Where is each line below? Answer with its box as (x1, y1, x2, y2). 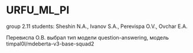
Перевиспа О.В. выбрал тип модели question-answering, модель (6, 34, 169, 41)
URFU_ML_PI (6, 3, 70, 17)
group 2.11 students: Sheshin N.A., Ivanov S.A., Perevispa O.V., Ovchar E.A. (6, 23, 188, 30)
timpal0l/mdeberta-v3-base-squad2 (6, 40, 94, 47)
